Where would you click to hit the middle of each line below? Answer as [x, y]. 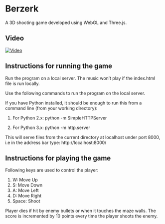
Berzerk [22, 9]
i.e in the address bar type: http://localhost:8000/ [56, 142]
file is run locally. [22, 83]
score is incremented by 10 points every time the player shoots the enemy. [82, 216]
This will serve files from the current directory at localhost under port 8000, [83, 137]
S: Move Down [27, 185]
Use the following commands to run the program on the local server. [75, 93]
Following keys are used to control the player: [52, 170]
